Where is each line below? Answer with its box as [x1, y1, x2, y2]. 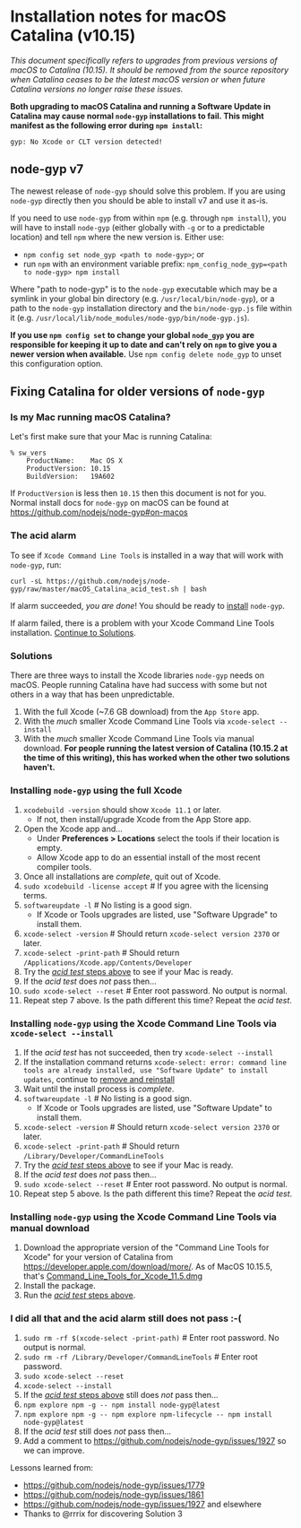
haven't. [22, 762, 56, 773]
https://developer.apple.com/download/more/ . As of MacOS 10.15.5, [22, 1261, 273, 1272]
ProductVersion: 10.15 [26, 464, 111, 473]
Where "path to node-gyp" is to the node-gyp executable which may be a [10, 283, 278, 294]
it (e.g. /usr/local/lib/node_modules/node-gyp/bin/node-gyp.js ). [10, 312, 250, 323]
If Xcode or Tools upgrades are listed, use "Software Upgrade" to [36, 909, 278, 920]
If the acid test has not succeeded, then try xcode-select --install [22, 1046, 274, 1057]
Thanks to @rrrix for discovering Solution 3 [22, 1508, 183, 1519]
